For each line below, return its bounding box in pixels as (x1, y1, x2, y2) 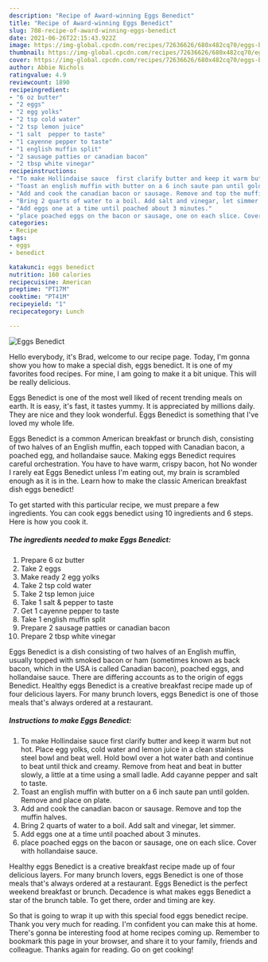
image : (9, 41, 31, 49)
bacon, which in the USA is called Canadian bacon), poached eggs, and (9, 663, 245, 673)
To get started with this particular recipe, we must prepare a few (9, 500, 219, 509)
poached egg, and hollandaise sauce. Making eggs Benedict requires (9, 450, 236, 460)
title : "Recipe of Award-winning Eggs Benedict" (9, 19, 173, 27)
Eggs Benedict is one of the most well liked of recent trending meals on (9, 392, 243, 402)
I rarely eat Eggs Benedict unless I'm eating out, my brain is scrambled (9, 467, 240, 477)
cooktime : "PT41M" (9, 293, 70, 301)
